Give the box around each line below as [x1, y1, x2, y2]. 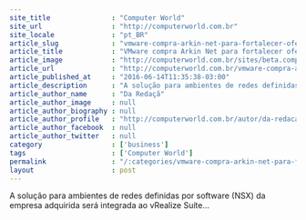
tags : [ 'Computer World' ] [9, 148, 194, 157]
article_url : [9, 65, 117, 74]
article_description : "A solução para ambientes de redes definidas [9, 81, 300, 90]
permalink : [9, 156, 117, 166]
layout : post [9, 165, 137, 175]
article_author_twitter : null [9, 132, 137, 141]
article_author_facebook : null [9, 124, 137, 133]
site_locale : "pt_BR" [9, 30, 148, 39]
